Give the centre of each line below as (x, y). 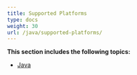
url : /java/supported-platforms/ (55, 32)
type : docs (23, 20)
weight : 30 (23, 26)
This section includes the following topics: (69, 52)
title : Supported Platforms (47, 13)
